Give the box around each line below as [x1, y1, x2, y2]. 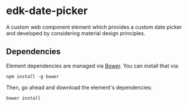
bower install [6, 95, 41, 101]
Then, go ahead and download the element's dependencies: [6, 84, 153, 91]
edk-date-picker [6, 4, 88, 18]
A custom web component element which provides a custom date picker [6, 23, 182, 30]
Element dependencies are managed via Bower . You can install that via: [6, 62, 180, 69]
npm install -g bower [6, 73, 60, 80]
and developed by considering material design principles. [6, 29, 146, 36]
